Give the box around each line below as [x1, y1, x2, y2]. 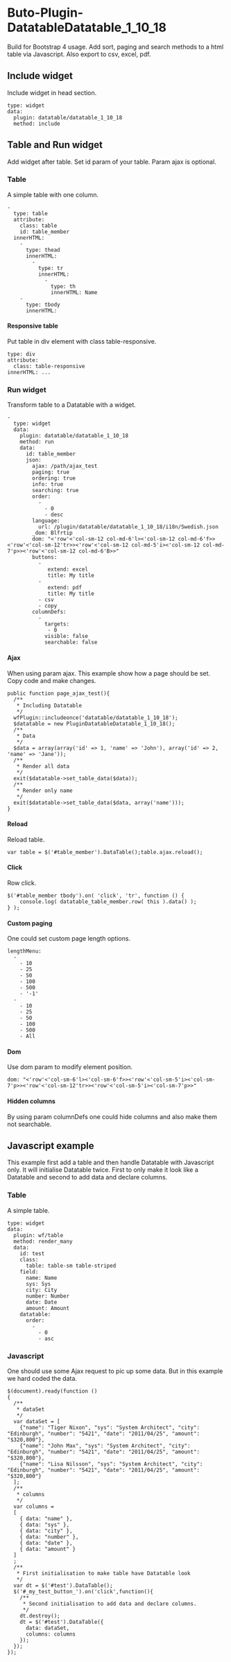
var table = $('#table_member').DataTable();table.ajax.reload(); [7, 848, 203, 855]
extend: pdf [47, 585, 82, 591]
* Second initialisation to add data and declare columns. [22, 1600, 197, 1607]
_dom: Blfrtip [32, 530, 73, 537]
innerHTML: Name [51, 289, 98, 296]
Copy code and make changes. [7, 676, 96, 685]
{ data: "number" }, [19, 1533, 79, 1541]
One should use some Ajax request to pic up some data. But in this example [7, 1366, 223, 1375]
